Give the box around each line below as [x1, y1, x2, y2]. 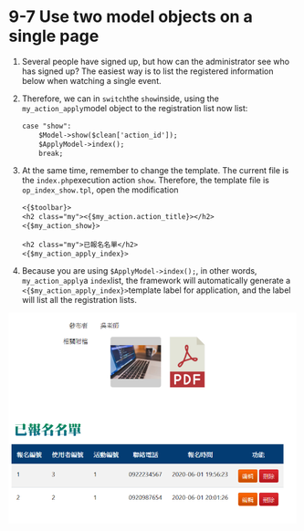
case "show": [21, 121, 72, 130]
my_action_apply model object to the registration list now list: [21, 102, 248, 113]
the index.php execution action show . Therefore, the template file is [21, 174, 270, 185]
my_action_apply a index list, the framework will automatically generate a [21, 275, 291, 286]
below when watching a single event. [21, 75, 162, 86]
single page [8, 26, 100, 47]
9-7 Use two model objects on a [8, 6, 253, 27]
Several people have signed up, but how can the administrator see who [21, 56, 289, 67]
